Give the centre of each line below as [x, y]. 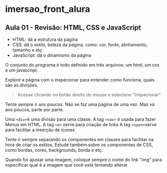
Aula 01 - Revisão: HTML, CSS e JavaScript [73, 28]
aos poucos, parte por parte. [35, 110]
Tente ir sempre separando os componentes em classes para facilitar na [79, 139]
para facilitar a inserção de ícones [40, 130]
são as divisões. [22, 85]
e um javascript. [22, 70]
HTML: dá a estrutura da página [45, 39]
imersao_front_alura [48, 9]
